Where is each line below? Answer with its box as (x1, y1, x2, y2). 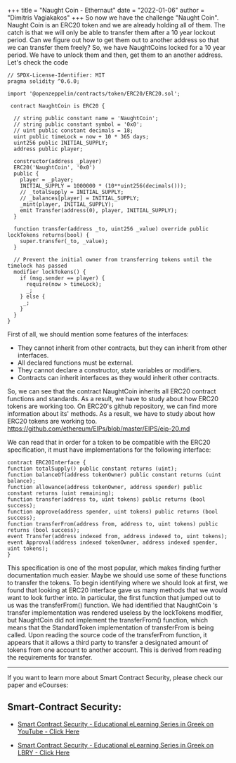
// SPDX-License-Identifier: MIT (7, 72, 105, 79)
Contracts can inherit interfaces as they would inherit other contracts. (17, 374, 219, 381)
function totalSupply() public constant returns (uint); (7, 465, 178, 472)
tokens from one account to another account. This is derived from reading (7, 646, 222, 654)
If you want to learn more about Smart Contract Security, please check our (7, 674, 223, 682)
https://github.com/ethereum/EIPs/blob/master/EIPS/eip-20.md (7, 424, 190, 433)
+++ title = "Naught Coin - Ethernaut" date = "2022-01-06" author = (7, 6, 205, 14)
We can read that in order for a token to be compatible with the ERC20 (7, 438, 211, 446)
